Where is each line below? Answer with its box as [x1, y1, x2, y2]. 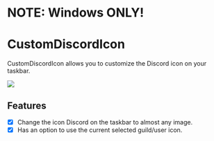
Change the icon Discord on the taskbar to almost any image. [17, 117, 193, 126]
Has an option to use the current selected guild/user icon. [17, 126, 183, 134]
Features [7, 100, 47, 111]
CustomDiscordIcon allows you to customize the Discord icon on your [7, 59, 207, 68]
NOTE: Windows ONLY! [7, 5, 145, 21]
